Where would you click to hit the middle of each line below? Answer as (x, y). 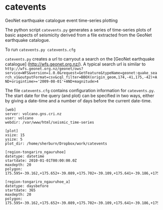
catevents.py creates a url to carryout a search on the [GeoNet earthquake (80, 59)
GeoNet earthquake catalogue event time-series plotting (61, 20)
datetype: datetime (25, 156)
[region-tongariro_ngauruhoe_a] (38, 182)
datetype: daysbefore (27, 186)
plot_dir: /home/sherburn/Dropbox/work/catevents (56, 144)
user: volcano (19, 118)
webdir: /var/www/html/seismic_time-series (50, 122)
